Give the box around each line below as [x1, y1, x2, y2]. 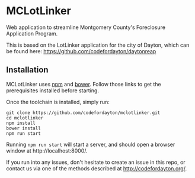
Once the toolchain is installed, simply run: [6, 98, 110, 105]
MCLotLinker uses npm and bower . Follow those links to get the [6, 80, 161, 88]
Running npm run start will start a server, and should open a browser [6, 141, 175, 148]
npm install [6, 120, 36, 126]
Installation [6, 65, 49, 75]
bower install [6, 125, 41, 131]
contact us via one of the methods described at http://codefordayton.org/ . [6, 164, 187, 172]
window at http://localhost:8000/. [6, 147, 88, 154]
